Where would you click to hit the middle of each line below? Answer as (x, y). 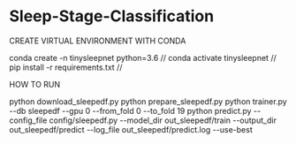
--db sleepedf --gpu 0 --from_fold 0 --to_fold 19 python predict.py (130, 110)
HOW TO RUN (35, 84)
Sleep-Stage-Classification (112, 16)
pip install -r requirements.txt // (66, 67)
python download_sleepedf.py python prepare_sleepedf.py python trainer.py (148, 101)
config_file (28, 120)
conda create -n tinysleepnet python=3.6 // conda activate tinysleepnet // (143, 57)
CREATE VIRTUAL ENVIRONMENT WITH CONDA (98, 41)
